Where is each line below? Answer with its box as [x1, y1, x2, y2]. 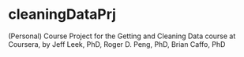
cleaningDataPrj [8, 5, 117, 23]
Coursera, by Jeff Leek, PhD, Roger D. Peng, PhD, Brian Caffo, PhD [8, 39, 226, 48]
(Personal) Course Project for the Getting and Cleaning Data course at [8, 31, 236, 41]
